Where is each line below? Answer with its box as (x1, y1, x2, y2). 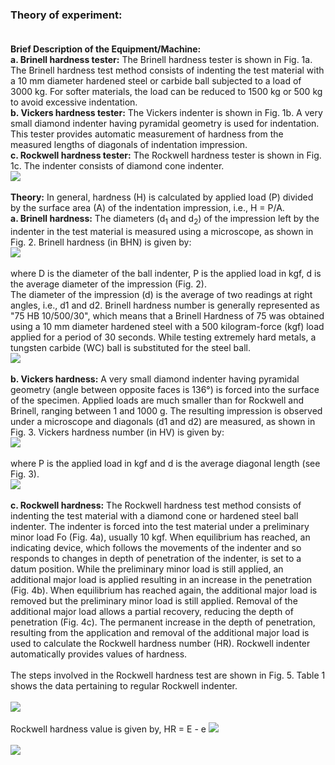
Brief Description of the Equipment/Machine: (10, 43, 202, 55)
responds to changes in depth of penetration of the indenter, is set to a (10, 553, 302, 565)
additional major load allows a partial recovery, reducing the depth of (10, 606, 294, 618)
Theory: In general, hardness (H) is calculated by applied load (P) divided (10, 191, 314, 203)
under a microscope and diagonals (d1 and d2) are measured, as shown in (10, 416, 316, 428)
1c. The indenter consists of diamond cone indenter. (10, 160, 225, 172)
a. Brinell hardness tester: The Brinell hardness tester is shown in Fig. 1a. (10, 54, 313, 66)
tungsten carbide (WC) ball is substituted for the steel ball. (10, 342, 251, 354)
